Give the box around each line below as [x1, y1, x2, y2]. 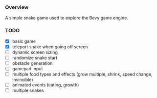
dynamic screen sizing [12, 49, 58, 55]
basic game [12, 38, 36, 44]
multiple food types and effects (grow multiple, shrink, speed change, [12, 71, 153, 77]
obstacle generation [12, 60, 53, 66]
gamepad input [12, 65, 43, 72]
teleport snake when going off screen [12, 43, 88, 50]
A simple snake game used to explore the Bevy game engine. [5, 15, 128, 21]
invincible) [12, 77, 33, 83]
